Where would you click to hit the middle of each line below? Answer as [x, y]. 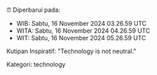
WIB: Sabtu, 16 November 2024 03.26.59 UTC [81, 24]
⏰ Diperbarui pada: [34, 10]
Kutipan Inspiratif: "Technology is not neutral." [71, 51]
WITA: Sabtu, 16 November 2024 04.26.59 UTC [83, 31]
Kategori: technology [36, 64]
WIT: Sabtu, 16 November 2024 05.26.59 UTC [81, 38]
